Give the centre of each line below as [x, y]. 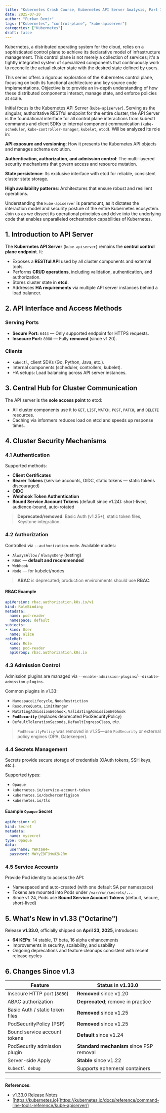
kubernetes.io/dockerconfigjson [45, 795]
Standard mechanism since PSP [115, 1046]
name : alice [22, 634]
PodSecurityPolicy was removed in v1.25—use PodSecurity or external [89, 731]
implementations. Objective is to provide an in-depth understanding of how [82, 88]
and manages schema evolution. [38, 149]
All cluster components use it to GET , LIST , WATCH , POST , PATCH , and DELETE [85, 410]
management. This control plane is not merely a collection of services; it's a [82, 57]
